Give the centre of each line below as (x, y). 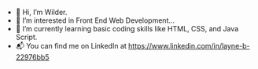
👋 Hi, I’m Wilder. (41, 12)
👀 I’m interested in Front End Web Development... (95, 20)
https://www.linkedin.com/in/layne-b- (189, 46)
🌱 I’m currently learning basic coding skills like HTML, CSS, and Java (127, 29)
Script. (26, 37)
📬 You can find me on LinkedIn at (71, 46)
